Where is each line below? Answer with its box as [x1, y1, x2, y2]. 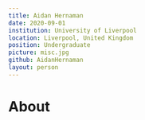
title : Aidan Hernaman [8, 11, 84, 20]
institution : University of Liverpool [8, 26, 137, 34]
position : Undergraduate [8, 41, 91, 49]
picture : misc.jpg [8, 48, 69, 56]
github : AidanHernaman [8, 56, 84, 64]
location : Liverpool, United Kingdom [8, 33, 134, 42]
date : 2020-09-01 [8, 19, 66, 27]
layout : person [8, 64, 59, 72]
